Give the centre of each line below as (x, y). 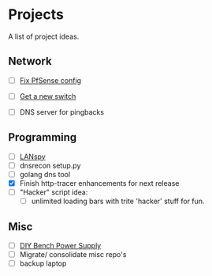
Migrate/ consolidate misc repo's (73, 254)
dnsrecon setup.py (50, 165)
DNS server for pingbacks (62, 112)
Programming (43, 137)
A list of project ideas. (44, 36)
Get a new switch (48, 96)
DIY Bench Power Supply (60, 245)
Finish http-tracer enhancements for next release (99, 183)
